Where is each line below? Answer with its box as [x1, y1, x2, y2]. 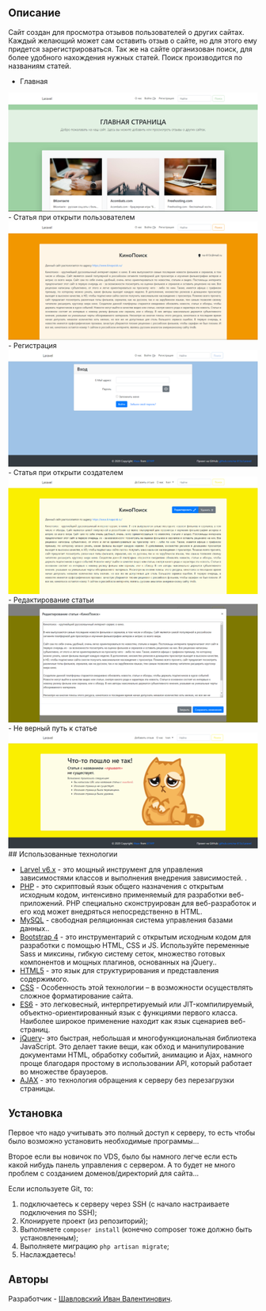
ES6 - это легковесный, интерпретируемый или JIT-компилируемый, [19, 999, 255, 1009]
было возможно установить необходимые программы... [8, 1136, 199, 1145]
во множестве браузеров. [19, 1067, 108, 1076]
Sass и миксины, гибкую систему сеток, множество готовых [19, 949, 226, 958]
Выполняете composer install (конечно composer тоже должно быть [19, 1225, 253, 1234]
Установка [8, 1106, 63, 1121]
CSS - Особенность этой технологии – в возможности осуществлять [19, 983, 253, 992]
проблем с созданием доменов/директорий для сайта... [8, 1168, 199, 1178]
